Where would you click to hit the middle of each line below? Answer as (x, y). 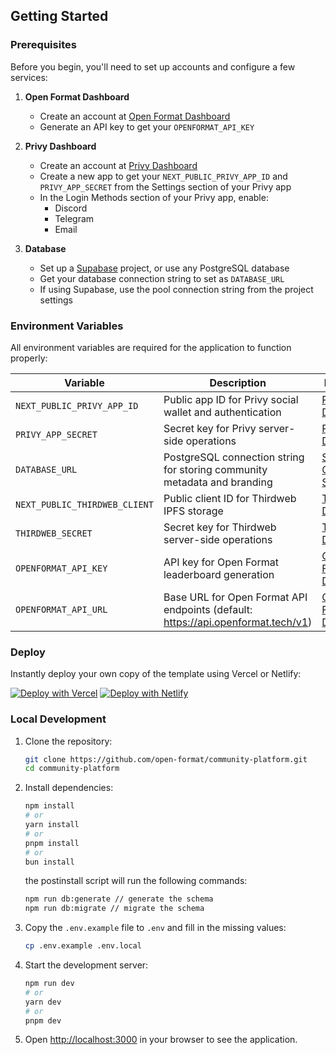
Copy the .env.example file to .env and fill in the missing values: (155, 928)
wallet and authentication (222, 412)
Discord (71, 208)
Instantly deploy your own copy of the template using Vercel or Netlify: (156, 674)
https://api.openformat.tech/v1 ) (238, 622)
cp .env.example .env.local (83, 946)
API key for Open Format (221, 562)
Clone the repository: (68, 741)
